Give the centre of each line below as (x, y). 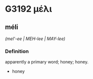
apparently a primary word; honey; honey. (47, 62)
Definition (17, 51)
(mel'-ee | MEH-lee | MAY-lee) (35, 39)
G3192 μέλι (29, 9)
